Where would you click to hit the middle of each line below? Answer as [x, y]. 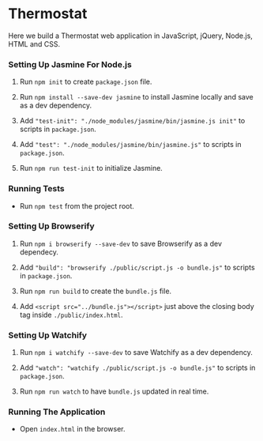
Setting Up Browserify [51, 226]
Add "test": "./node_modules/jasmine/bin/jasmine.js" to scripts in [130, 145]
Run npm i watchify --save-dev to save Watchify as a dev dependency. [136, 352]
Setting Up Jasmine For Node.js [70, 64]
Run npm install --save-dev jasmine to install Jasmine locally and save [137, 97]
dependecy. [39, 252]
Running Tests [36, 189]
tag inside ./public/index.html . [71, 315]
